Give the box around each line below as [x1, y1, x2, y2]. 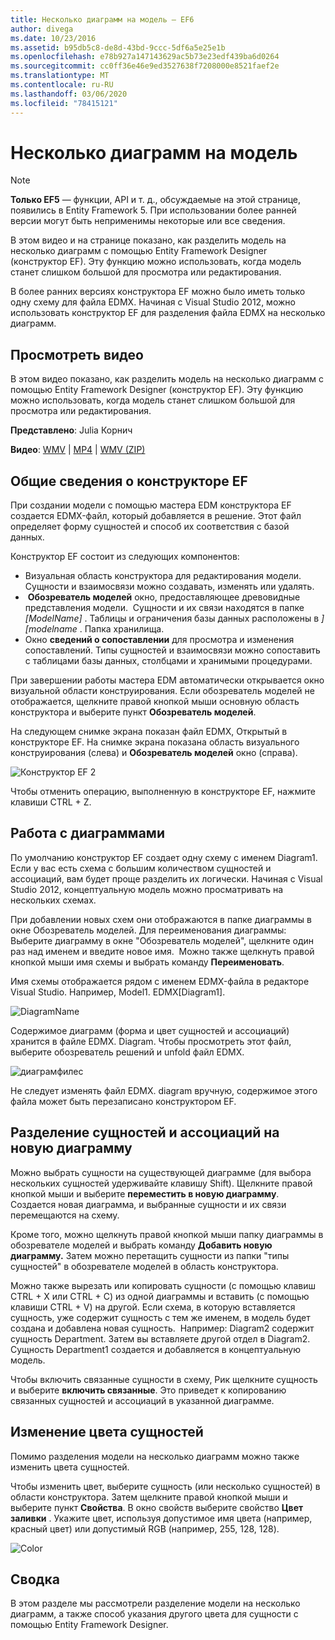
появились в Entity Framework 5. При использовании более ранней [10, 204, 297, 216]
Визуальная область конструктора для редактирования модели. [24, 570, 302, 582]
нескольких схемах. [10, 894, 97, 906]
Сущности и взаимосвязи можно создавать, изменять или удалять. [24, 581, 315, 593]
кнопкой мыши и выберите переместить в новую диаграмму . [10, 1187, 280, 1200]
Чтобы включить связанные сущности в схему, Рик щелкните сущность [10, 1373, 318, 1385]
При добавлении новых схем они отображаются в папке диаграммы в [10, 913, 312, 925]
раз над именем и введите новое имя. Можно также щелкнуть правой [10, 945, 315, 957]
